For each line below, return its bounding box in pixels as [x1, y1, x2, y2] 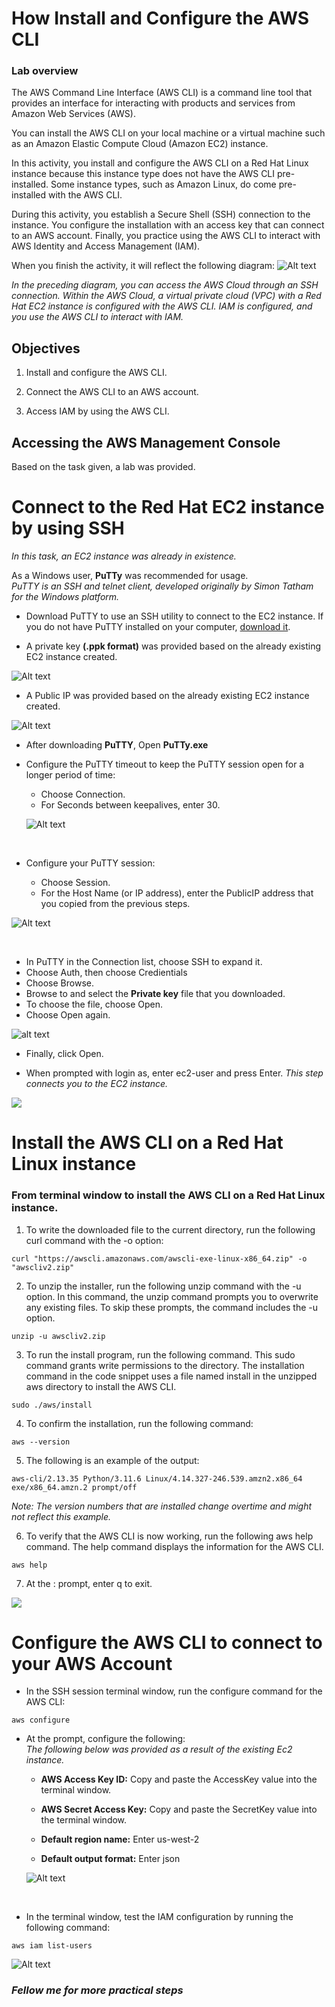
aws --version [11, 1437, 71, 1447]
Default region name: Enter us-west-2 [40, 1833, 200, 1846]
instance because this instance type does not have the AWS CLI [11, 168, 276, 180]
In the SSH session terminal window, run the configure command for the [25, 1685, 323, 1697]
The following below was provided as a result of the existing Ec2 [25, 1743, 293, 1756]
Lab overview [11, 64, 79, 78]
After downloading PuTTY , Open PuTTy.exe [25, 739, 209, 751]
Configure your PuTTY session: [25, 857, 156, 869]
